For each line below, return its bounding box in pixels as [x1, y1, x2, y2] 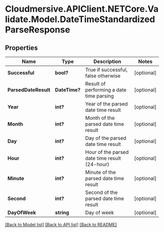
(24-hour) [85, 161, 109, 168]
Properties [5, 43, 38, 52]
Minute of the [85, 169, 116, 175]
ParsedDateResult [7, 86, 50, 93]
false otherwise [85, 72, 121, 79]
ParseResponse [5, 24, 70, 35]
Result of [85, 81, 106, 87]
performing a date [85, 86, 127, 93]
